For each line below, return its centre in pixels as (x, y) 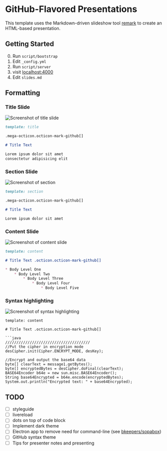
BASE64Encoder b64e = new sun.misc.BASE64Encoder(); (61, 373)
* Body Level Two (32, 274)
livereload (22, 415)
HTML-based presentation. (33, 28)
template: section (24, 192)
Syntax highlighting (29, 300)
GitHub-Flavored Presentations (71, 9)
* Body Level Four (51, 283)
